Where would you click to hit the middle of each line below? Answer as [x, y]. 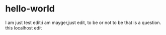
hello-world [30, 9]
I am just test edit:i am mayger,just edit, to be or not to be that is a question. [83, 22]
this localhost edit [24, 27]
